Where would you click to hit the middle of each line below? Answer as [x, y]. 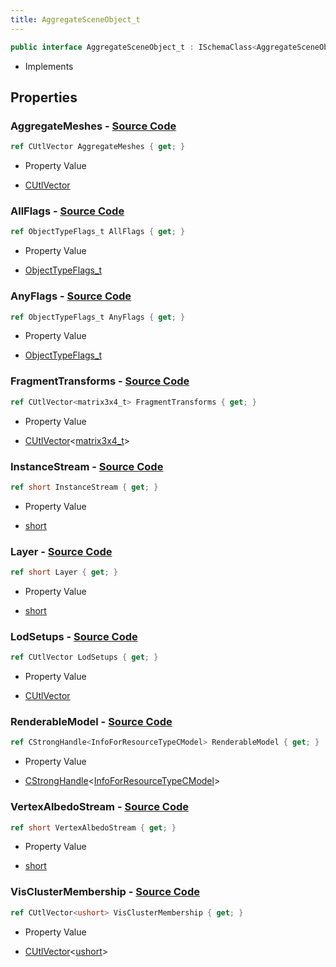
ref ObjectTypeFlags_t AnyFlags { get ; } [98, 317]
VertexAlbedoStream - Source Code [100, 807]
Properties [44, 97]
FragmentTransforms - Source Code [100, 381]
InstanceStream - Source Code [87, 466]
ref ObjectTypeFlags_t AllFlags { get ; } [98, 232]
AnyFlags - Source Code [71, 296]
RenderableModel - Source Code [91, 722]
